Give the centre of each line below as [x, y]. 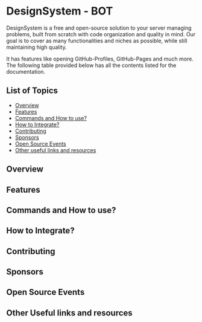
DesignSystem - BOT [60, 11]
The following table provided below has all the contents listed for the [91, 65]
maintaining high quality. [37, 47]
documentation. [26, 71]
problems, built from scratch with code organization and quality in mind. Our [101, 34]
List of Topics [32, 91]
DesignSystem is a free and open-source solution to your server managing [99, 28]
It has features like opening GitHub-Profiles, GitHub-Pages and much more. [100, 59]
